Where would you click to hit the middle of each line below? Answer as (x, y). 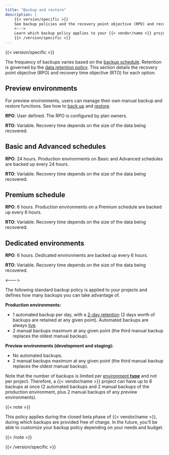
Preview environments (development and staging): (60, 346)
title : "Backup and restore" (36, 10)
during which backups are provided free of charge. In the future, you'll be (81, 422)
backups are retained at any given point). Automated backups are (80, 320)
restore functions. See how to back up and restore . (58, 106)
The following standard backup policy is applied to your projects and (76, 290)
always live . (24, 325)
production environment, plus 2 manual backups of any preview (71, 392)
